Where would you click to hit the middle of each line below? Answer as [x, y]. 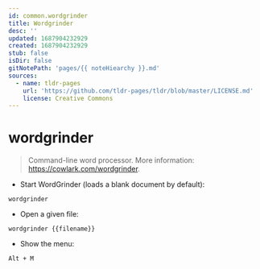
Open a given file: [49, 214]
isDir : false [30, 61]
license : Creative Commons [68, 98]
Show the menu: [47, 244]
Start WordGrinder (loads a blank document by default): [112, 184]
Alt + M [21, 259]
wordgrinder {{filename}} [52, 229]
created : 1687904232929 [48, 46]
